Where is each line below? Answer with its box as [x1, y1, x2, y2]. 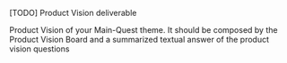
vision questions [9, 43, 70, 54]
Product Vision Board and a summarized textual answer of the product [9, 35, 270, 44]
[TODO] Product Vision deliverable [9, 8, 137, 18]
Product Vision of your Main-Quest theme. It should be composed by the [9, 25, 278, 35]
